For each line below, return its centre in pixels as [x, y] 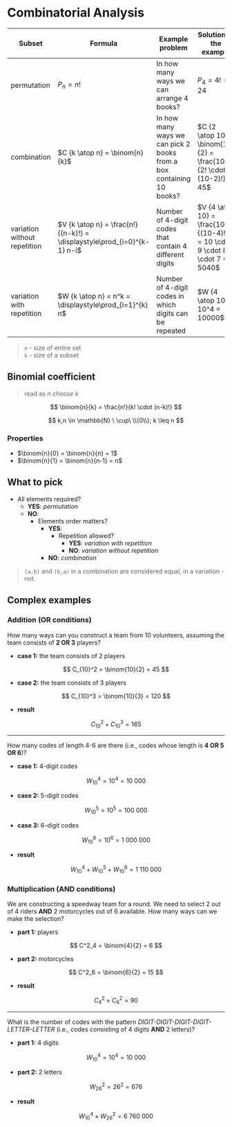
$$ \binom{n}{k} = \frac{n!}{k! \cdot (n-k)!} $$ [116, 407]
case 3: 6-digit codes [48, 825]
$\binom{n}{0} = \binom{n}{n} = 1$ [67, 454]
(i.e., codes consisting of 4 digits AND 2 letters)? [126, 1029]
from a [167, 161]
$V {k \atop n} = [83, 224]
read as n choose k [51, 393]
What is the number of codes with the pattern [72, 1022]
